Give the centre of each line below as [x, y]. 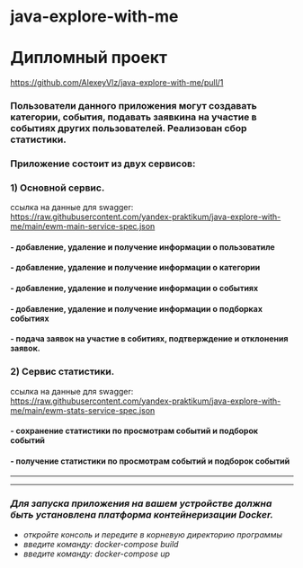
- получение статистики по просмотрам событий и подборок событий [150, 461]
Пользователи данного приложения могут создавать [134, 106]
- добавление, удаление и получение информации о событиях [134, 288]
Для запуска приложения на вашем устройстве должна [141, 503]
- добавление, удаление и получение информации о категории [135, 268]
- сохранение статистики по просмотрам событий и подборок [134, 431]
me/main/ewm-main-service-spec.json [83, 226]
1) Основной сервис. [58, 188]
